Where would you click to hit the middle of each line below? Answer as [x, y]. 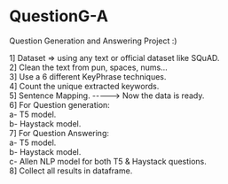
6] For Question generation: [60, 104]
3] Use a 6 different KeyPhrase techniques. [88, 76]
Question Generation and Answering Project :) [93, 41]
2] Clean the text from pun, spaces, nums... [88, 67]
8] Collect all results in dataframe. [71, 171]
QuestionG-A [59, 16]
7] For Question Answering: [59, 133]
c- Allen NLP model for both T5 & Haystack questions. [108, 161]
